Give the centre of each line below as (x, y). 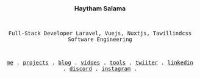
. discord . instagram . (100, 69)
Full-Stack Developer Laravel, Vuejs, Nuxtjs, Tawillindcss (100, 34)
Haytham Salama (100, 9)
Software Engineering (100, 40)
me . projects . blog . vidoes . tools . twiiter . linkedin (100, 63)
